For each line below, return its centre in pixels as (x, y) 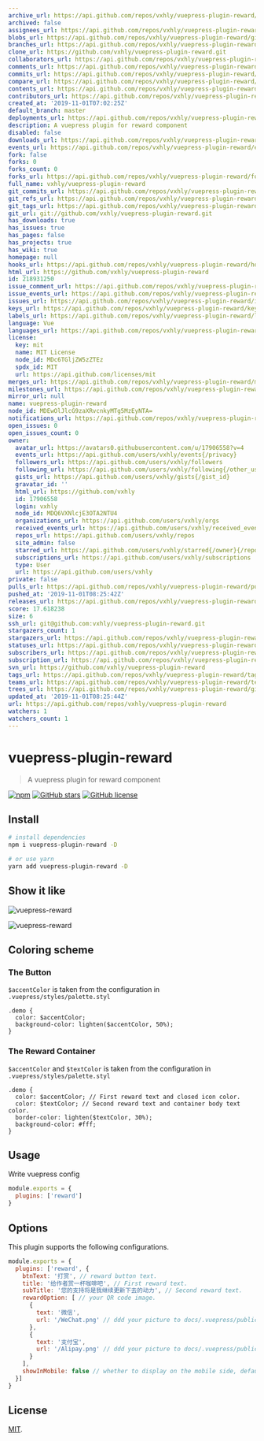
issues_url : (27, 301)
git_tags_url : (31, 206)
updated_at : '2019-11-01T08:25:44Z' (68, 697)
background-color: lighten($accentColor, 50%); (95, 1025)
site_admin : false (46, 543)
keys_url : (24, 308)
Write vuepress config (44, 1174)
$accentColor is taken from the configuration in (84, 990)
